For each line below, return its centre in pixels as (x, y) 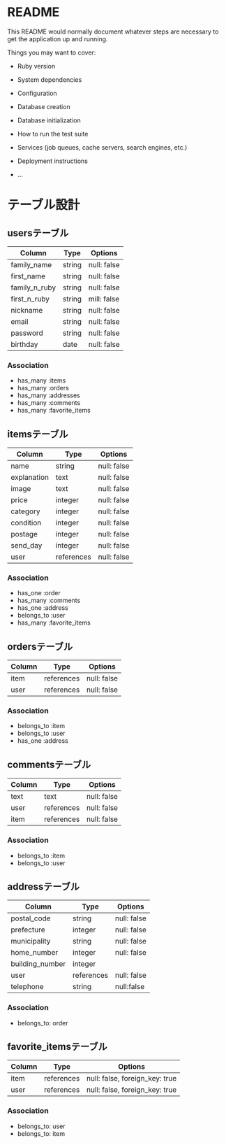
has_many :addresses (48, 395)
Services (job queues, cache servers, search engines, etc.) (102, 147)
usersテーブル (38, 233)
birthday (24, 344)
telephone (27, 987)
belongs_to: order (43, 1023)
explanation (30, 478)
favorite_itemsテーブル (57, 1047)
